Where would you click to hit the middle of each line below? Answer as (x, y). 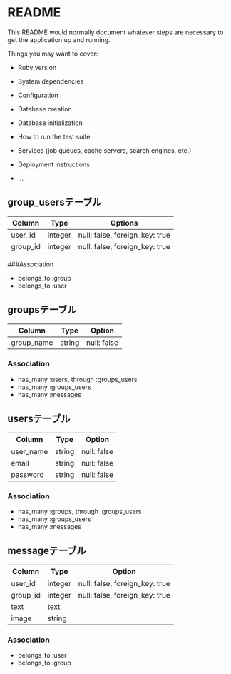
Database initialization (50, 123)
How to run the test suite (54, 136)
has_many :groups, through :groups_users (79, 511)
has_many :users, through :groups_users (77, 379)
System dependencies (51, 81)
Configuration (38, 95)
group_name (32, 342)
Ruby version (37, 67)
